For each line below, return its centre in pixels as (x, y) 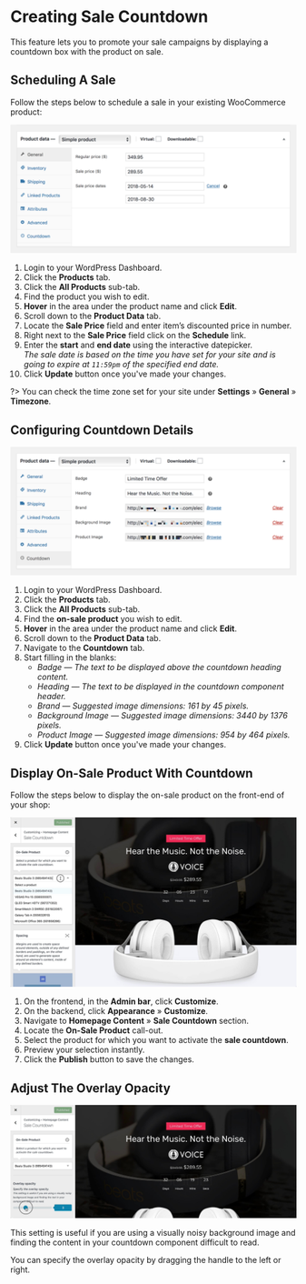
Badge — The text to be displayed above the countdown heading (159, 667)
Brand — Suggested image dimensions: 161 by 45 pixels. (143, 706)
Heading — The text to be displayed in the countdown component (160, 687)
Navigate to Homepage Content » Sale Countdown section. (136, 1021)
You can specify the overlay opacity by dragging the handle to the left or (146, 1259)
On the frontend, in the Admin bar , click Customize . (121, 1001)
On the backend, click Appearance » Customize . (115, 1011)
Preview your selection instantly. (84, 1050)
